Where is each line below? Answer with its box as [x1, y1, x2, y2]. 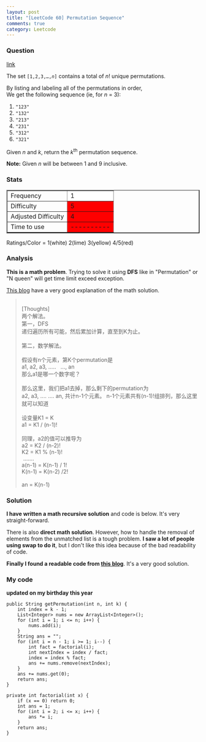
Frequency [10, 191, 42, 200]
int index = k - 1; [17, 606, 67, 613]
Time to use [10, 222, 45, 231]
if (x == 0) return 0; [17, 698, 75, 704]
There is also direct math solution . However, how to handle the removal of [6, 529, 195, 536]
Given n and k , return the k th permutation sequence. [6, 147, 138, 155]
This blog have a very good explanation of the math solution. [6, 286, 159, 294]
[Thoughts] [21, 305, 50, 312]
